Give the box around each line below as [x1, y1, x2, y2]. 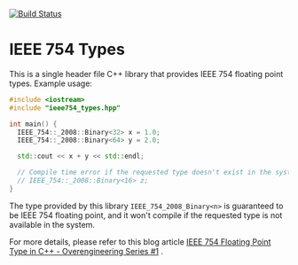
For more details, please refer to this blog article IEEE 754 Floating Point [9, 236, 271, 247]
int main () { [9, 120, 58, 129]
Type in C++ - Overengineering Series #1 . [9, 246, 164, 256]
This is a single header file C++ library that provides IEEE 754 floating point [9, 68, 284, 79]
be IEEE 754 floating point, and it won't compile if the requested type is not [9, 209, 283, 221]
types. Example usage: [9, 78, 93, 89]
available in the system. [9, 219, 96, 230]
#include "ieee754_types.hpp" [9, 103, 122, 113]
